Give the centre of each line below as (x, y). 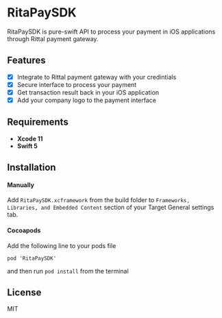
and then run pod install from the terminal (68, 271)
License (24, 292)
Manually (21, 185)
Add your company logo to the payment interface (86, 100)
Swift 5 (27, 146)
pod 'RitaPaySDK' (32, 258)
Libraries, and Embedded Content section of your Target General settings (111, 208)
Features (26, 61)
